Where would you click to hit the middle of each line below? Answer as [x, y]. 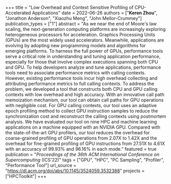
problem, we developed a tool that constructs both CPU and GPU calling [81, 89]
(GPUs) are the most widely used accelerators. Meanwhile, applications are [85, 40]
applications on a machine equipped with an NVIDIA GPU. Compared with [83, 127]
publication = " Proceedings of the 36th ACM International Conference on [82, 154]
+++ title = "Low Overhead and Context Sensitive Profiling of [70, 7]
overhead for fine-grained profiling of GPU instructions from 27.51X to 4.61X [85, 144]
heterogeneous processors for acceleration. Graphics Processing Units [80, 35]
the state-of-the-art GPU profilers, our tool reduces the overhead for [78, 132]
